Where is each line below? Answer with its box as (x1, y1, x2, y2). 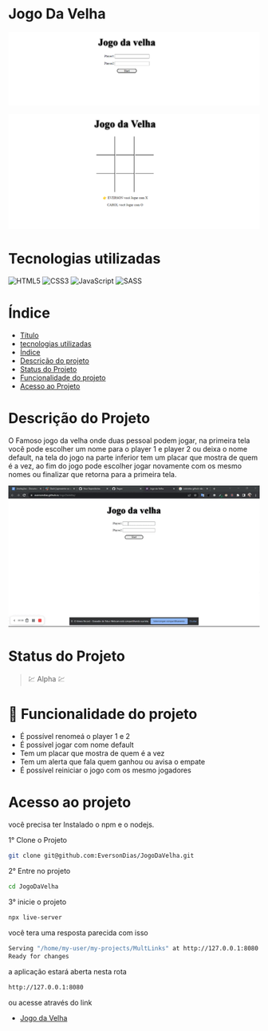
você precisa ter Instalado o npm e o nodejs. (8, 820, 155, 829)
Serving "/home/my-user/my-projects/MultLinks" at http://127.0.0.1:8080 (8, 944, 259, 952)
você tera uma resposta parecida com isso (8, 927, 149, 938)
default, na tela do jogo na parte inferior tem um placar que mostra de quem (8, 452, 258, 462)
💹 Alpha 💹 (27, 674, 65, 684)
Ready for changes (8, 953, 69, 961)
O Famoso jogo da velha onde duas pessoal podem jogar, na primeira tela (8, 436, 250, 445)
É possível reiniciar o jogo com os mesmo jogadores (19, 765, 191, 775)
